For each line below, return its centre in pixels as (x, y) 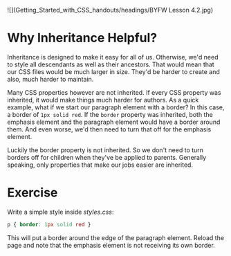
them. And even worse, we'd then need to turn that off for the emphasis (109, 129)
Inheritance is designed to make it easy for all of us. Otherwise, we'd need (113, 57)
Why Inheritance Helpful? (82, 38)
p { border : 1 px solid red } (49, 224)
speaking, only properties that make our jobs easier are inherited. (100, 165)
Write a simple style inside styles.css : (61, 212)
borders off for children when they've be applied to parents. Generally (107, 157)
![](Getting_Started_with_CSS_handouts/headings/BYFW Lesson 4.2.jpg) (110, 10)
